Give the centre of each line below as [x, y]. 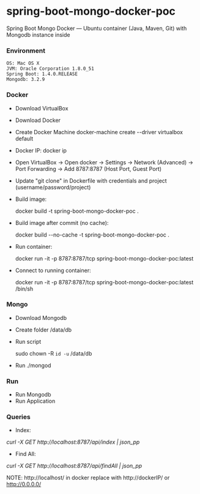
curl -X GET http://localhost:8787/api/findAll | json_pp [74, 466]
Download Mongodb [41, 317]
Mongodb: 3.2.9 [26, 80]
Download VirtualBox [42, 108]
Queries [18, 417]
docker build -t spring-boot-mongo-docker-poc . [77, 211]
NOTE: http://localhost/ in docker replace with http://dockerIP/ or [88, 478]
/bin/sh [24, 289]
